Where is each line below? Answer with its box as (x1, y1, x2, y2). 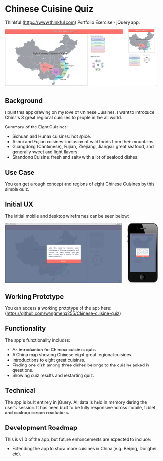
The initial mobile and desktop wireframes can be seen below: (5, 213, 130, 219)
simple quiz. (5, 186, 30, 192)
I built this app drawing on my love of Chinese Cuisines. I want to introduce (5, 110, 155, 115)
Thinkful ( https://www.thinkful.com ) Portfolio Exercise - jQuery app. (5, 19, 140, 25)
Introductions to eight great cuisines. (12, 357, 86, 363)
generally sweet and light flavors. (12, 149, 79, 155)
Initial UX (5, 200, 33, 208)
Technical (5, 386, 35, 395)
